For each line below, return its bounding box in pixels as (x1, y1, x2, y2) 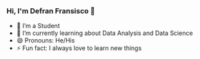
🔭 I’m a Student (16, 22, 60, 30)
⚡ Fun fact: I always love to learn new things (16, 44, 142, 52)
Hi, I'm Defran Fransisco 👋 (6, 6, 95, 16)
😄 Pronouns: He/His (16, 36, 75, 45)
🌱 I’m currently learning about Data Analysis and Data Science (16, 29, 194, 37)
